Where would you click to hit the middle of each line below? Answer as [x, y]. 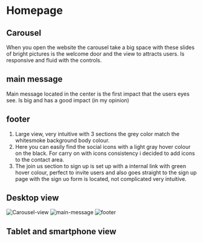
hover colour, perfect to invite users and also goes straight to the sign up [106, 172]
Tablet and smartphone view [62, 231]
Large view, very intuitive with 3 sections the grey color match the [97, 134]
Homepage [35, 11]
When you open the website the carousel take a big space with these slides [101, 47]
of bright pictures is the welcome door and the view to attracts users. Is [95, 54]
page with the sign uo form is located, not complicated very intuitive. [101, 178]
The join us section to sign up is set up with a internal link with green [101, 166]
